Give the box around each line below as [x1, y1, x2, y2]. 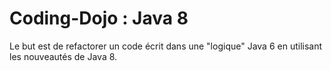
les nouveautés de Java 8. [9, 50, 118, 62]
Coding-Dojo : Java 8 [9, 7, 189, 30]
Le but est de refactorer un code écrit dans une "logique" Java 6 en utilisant [9, 40, 323, 52]
